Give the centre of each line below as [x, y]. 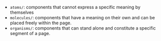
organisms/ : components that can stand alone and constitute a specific [83, 28]
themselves [22, 12]
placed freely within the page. [40, 23]
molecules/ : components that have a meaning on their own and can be [82, 18]
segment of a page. [30, 33]
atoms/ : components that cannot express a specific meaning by [75, 7]
